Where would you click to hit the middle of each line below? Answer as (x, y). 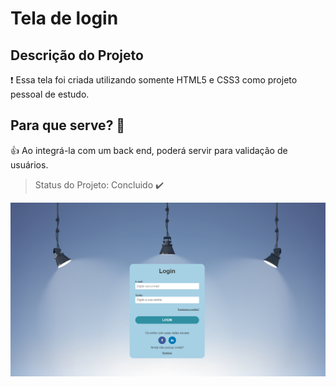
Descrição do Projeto (77, 55)
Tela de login (64, 18)
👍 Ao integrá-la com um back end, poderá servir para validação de (149, 150)
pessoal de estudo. (50, 94)
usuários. (29, 164)
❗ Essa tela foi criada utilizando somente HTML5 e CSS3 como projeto (154, 80)
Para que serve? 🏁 (68, 125)
